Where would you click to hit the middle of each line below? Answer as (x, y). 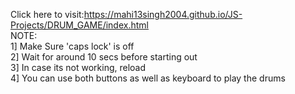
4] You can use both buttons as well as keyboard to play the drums (148, 78)
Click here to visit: (47, 14)
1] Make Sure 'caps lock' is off (72, 46)
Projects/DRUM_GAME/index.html (79, 25)
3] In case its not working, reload (78, 67)
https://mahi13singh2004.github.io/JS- (163, 14)
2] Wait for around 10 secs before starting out (104, 57)
